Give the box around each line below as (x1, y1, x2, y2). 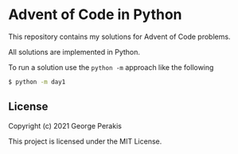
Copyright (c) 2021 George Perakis (8, 121, 122, 130)
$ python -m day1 (8, 78, 66, 86)
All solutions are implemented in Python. (8, 47, 141, 56)
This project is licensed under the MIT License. (8, 137, 162, 146)
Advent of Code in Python (8, 6, 182, 24)
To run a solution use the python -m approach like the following (8, 62, 214, 72)
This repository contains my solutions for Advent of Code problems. (8, 32, 231, 41)
